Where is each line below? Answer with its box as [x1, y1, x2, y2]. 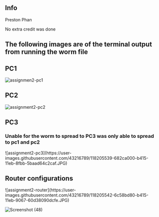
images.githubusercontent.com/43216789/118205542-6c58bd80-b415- [5, 192, 149, 198]
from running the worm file [5, 48, 88, 56]
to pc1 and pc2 [5, 139, 40, 146]
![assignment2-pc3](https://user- [5, 150, 72, 156]
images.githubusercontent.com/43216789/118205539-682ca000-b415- [5, 155, 149, 161]
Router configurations [5, 174, 73, 183]
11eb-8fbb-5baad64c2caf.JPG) [5, 160, 68, 166]
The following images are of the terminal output [5, 40, 152, 49]
